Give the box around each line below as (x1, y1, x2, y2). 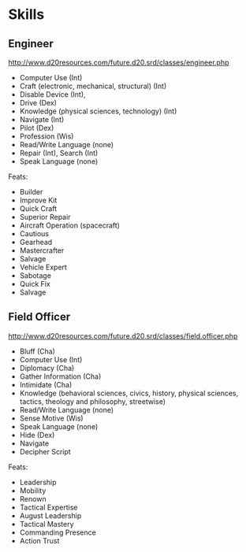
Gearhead (19, 238, 53, 246)
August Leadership (19, 510, 82, 521)
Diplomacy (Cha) (19, 363, 75, 372)
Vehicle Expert (19, 262, 67, 272)
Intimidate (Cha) (19, 380, 73, 389)
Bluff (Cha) (19, 346, 55, 356)
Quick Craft (19, 204, 58, 213)
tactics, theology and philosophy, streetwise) (19, 396, 166, 406)
